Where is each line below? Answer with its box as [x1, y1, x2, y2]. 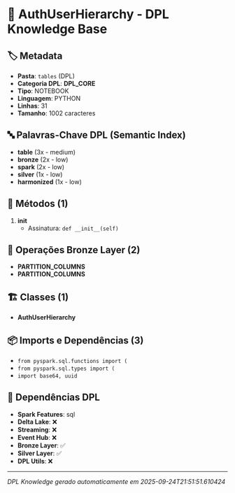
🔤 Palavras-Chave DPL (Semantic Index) [7, 129, 187, 141]
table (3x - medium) [17, 148, 76, 156]
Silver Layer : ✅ [17, 449, 62, 457]
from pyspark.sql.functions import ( [17, 358, 128, 365]
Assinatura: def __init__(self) [27, 224, 119, 232]
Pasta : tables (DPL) [17, 72, 76, 80]
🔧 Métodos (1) [7, 198, 69, 210]
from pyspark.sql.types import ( [17, 365, 115, 373]
